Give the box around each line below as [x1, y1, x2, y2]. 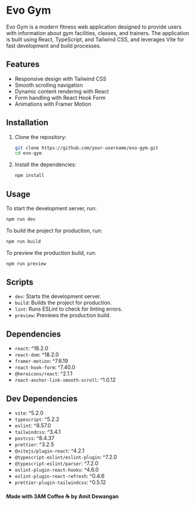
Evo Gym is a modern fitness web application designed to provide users [6, 23, 182, 30]
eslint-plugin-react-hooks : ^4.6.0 [14, 466, 99, 473]
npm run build [6, 238, 41, 244]
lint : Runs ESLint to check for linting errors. [14, 305, 123, 312]
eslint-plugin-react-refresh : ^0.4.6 [14, 473, 105, 480]
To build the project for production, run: [6, 227, 103, 234]
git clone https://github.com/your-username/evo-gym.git [14, 145, 159, 151]
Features [6, 59, 40, 69]
